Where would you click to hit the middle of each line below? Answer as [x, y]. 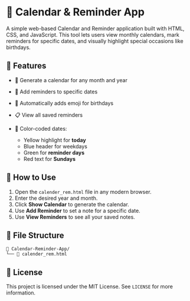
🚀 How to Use [31, 178]
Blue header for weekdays [55, 146]
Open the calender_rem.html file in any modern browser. [83, 192]
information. [21, 293]
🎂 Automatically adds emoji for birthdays [64, 103]
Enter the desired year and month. [56, 198]
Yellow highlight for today [55, 140]
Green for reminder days [54, 153]
